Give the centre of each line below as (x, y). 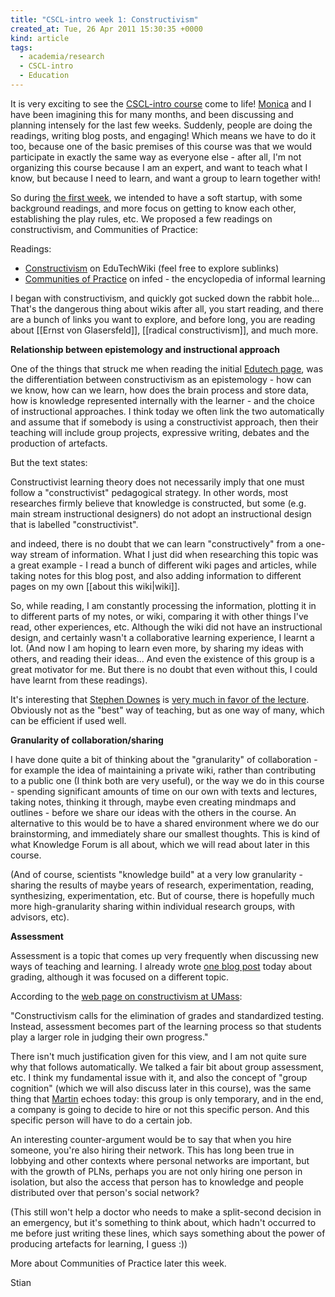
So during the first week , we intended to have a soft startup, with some (156, 197)
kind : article (40, 38)
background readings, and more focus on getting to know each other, (153, 208)
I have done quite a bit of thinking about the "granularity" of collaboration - (164, 759)
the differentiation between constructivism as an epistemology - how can (161, 379)
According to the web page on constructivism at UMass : (126, 996)
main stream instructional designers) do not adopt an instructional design (161, 513)
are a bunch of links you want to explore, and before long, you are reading (163, 319)
